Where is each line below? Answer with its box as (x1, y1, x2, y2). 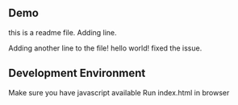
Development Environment (8, 67, 146, 80)
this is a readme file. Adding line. (8, 27, 117, 37)
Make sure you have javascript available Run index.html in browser (8, 87, 230, 97)
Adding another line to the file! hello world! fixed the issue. (8, 43, 203, 53)
